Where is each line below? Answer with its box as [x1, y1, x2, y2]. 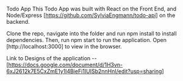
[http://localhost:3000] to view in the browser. [6, 43, 122, 50]
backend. [6, 18, 30, 25]
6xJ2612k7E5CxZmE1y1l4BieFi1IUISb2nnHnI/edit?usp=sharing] [6, 68, 164, 75]
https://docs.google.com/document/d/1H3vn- [8, 61, 123, 68]
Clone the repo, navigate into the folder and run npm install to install [6, 30, 177, 37]
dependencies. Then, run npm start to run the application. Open [6, 37, 167, 43]
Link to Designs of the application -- [6, 55, 97, 62]
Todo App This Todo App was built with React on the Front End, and [6, 5, 177, 12]
